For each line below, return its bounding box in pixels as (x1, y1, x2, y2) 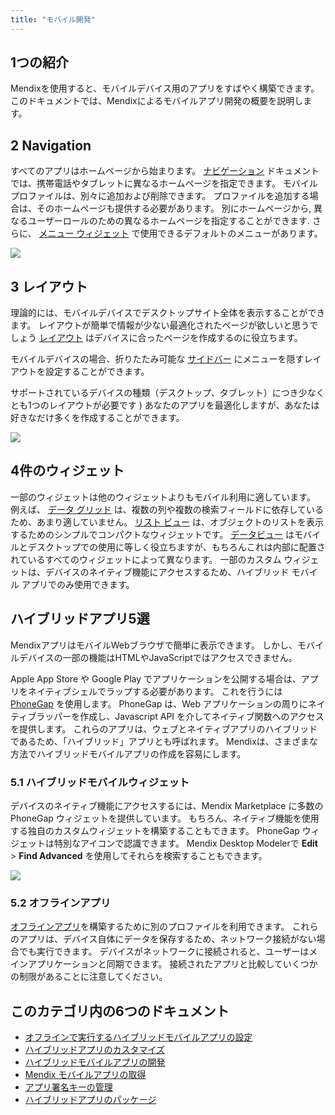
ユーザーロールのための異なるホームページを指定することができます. (27, 215, 311, 227)
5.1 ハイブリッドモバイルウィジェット (10, 775, 190, 789)
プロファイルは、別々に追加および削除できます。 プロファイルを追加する (10, 190, 310, 202)
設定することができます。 (44, 366, 150, 378)
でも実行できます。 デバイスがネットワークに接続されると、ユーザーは (18, 946, 310, 958)
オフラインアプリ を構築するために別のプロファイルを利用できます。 (10, 921, 290, 933)
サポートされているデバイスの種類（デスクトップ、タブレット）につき (10, 387, 299, 399)
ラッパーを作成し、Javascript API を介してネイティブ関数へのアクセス (36, 710, 325, 722)
